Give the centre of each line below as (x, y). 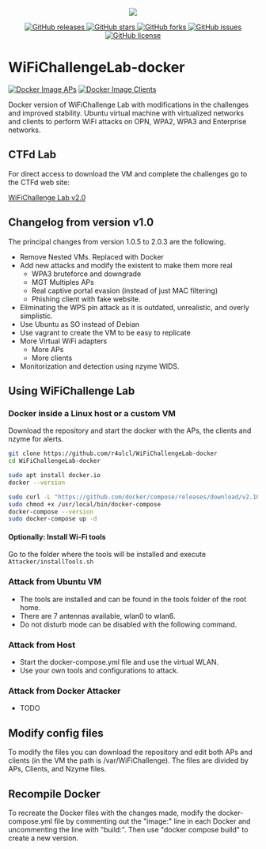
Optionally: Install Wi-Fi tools (57, 536)
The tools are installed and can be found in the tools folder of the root (133, 599)
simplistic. (36, 316)
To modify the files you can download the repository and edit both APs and (131, 752)
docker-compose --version (51, 512)
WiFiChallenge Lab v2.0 (47, 197)
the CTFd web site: (39, 182)
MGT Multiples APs (63, 282)
